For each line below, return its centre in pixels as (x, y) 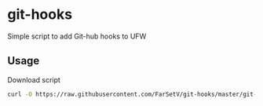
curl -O (20, 94)
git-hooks (40, 15)
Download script (34, 79)
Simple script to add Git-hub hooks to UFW (77, 36)
